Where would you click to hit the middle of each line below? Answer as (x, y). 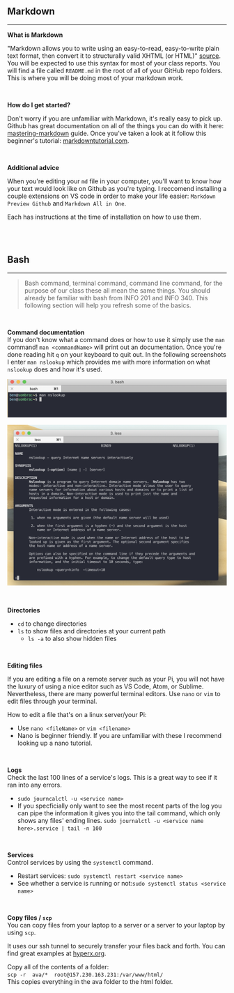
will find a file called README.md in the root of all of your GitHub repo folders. (115, 70)
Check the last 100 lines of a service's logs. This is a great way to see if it (112, 777)
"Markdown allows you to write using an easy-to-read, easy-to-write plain (113, 48)
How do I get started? (39, 105)
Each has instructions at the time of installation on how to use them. (104, 217)
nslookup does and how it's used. (55, 369)
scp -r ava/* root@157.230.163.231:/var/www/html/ (85, 975)
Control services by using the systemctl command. (80, 862)
